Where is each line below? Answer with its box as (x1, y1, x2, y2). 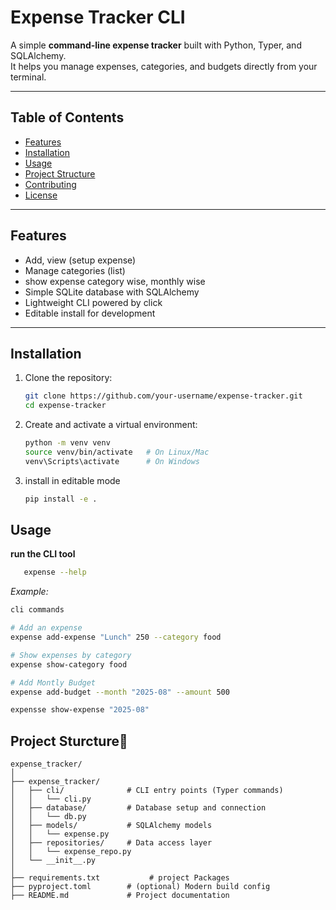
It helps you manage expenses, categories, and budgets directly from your (10, 60, 318, 72)
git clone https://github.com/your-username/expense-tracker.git (24, 391, 303, 401)
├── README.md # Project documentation (10, 891, 230, 901)
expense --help (23, 567, 87, 578)
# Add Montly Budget (10, 677, 97, 688)
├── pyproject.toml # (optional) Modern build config (10, 882, 271, 892)
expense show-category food (10, 659, 128, 670)
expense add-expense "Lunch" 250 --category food (10, 632, 222, 643)
